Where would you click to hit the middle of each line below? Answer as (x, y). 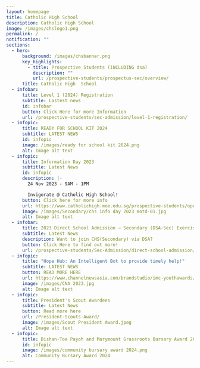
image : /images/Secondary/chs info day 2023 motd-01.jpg (94, 211)
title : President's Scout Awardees (66, 300)
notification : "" (28, 39)
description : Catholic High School (50, 23)
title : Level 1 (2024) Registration (67, 95)
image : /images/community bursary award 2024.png (85, 350)
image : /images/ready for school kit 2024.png (81, 145)
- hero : (21, 51)
